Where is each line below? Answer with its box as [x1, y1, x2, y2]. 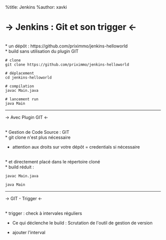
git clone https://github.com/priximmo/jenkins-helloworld [5, 62, 129, 67]
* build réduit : [5, 164, 35, 170]
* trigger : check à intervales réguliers [5, 210, 83, 216]
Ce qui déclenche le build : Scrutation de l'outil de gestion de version [12, 220, 153, 226]
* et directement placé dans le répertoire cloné [5, 159, 100, 164]
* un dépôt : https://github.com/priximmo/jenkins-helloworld [5, 43, 128, 49]
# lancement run [5, 96, 39, 102]
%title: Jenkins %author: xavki [5, 4, 67, 10]
